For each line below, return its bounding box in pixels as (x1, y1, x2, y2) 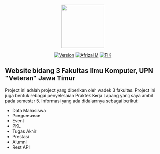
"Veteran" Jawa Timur (5, 74, 76, 82)
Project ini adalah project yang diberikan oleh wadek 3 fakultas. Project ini (5, 87, 156, 93)
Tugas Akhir (12, 128, 37, 134)
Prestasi (12, 133, 29, 139)
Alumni (12, 139, 27, 145)
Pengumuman (12, 113, 41, 118)
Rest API (12, 144, 30, 150)
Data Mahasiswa (12, 107, 46, 113)
